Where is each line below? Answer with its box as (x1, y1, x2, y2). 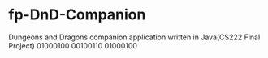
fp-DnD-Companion (8, 6, 146, 24)
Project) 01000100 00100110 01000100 (8, 40, 138, 50)
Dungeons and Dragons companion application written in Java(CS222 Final (8, 32, 261, 42)
